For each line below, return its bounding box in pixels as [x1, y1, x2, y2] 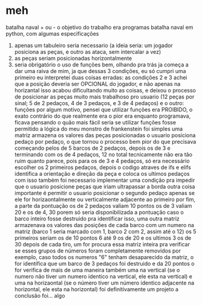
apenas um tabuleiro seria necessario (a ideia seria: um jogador [14, 42, 173, 49]
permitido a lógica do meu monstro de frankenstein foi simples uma [14, 125, 183, 132]
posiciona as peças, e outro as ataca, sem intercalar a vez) [14, 48, 161, 55]
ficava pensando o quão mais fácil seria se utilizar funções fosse [14, 118, 177, 126]
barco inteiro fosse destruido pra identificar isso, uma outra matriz [14, 215, 180, 222]
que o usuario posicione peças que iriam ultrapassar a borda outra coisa [14, 182, 195, 190]
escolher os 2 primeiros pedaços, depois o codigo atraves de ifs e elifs [14, 164, 191, 171]
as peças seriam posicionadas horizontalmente [14, 54, 132, 62]
